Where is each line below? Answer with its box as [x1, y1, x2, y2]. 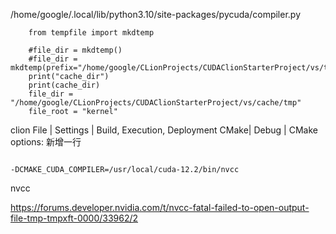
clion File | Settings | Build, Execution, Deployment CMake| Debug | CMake [10, 124, 318, 136]
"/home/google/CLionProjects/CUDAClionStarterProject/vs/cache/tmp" [10, 98, 302, 108]
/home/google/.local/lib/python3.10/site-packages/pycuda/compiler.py [10, 9, 302, 20]
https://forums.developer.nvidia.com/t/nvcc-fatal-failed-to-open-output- [10, 202, 310, 213]
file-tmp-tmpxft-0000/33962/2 [10, 212, 139, 224]
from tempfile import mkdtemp [28, 28, 155, 38]
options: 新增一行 [10, 136, 82, 148]
